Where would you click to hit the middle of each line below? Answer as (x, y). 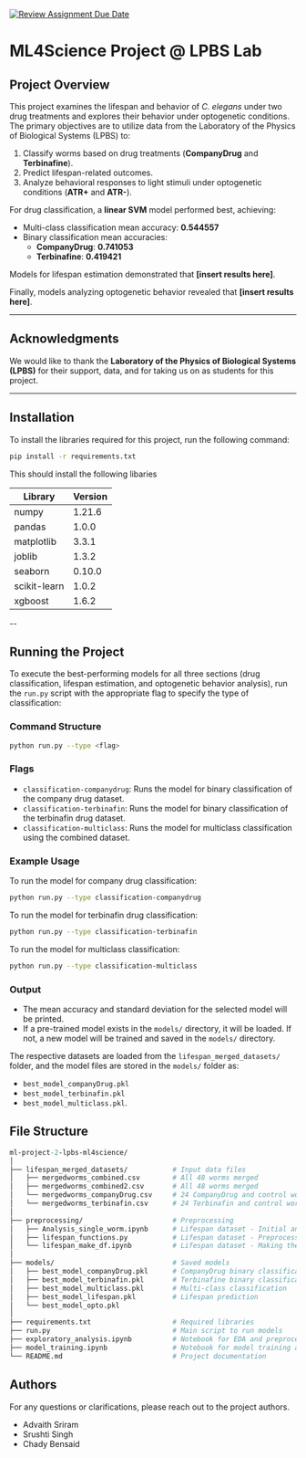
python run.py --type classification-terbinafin (103, 931)
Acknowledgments (65, 339)
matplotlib (36, 541)
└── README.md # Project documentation (138, 1356)
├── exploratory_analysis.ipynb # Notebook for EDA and (136, 1339)
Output (25, 989)
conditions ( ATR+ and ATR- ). (77, 192)
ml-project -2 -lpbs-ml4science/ (69, 1152)
